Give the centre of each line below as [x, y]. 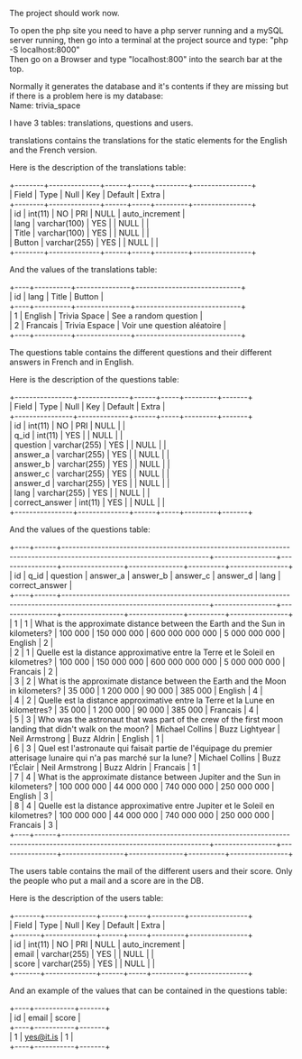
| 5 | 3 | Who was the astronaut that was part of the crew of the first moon [146, 719]
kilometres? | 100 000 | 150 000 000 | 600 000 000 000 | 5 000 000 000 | [147, 662]
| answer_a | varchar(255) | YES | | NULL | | [89, 454]
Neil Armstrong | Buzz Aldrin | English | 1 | [87, 738]
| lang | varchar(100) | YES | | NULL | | [79, 223]
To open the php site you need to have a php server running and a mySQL [146, 30]
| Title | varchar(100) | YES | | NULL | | [79, 233]
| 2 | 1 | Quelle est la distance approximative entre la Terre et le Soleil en [142, 652]
